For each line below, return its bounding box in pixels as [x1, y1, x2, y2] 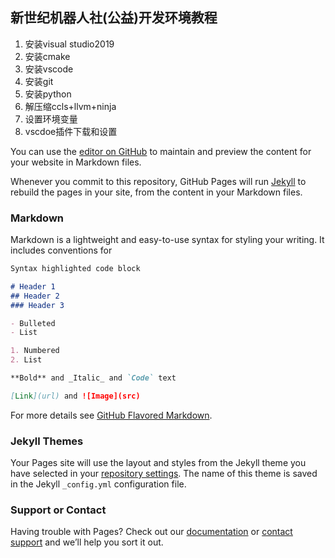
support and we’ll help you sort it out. [10, 536, 164, 548]
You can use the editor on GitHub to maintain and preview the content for [10, 145, 312, 157]
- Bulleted [10, 318, 56, 328]
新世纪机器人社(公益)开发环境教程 [10, 9, 218, 27]
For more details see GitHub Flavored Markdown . [10, 409, 213, 421]
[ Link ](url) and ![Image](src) [10, 391, 141, 401]
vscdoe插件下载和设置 [24, 125, 118, 137]
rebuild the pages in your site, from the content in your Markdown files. [10, 186, 303, 198]
